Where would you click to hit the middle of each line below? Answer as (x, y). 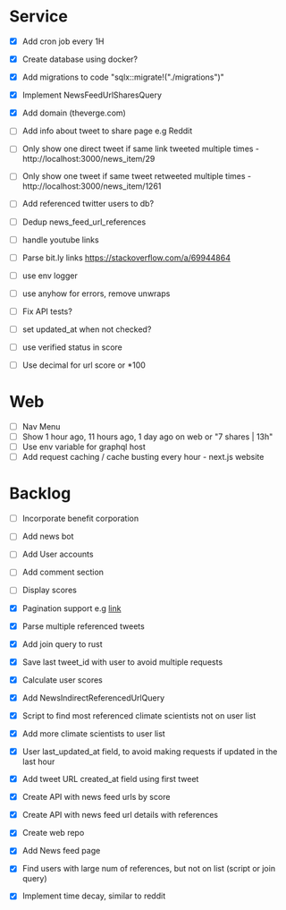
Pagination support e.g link (71, 608)
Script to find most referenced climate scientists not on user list (139, 715)
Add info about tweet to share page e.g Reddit (107, 131)
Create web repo (53, 833)
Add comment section (63, 572)
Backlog (40, 493)
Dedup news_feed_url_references (84, 222)
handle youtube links (61, 240)
